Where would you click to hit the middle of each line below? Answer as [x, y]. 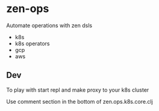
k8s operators [32, 43]
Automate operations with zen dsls [49, 25]
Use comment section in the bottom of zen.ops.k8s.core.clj [80, 101]
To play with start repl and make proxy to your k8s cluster [78, 90]
